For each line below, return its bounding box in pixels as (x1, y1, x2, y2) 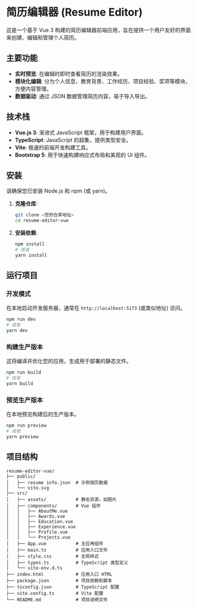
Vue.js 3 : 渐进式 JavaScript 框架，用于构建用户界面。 (14, 129, 147, 136)
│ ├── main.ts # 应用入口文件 (6, 547, 108, 553)
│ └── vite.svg (6, 485, 50, 491)
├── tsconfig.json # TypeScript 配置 (6, 584, 119, 590)
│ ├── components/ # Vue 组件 (6, 503, 101, 509)
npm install (14, 241, 45, 247)
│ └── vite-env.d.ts (6, 565, 63, 571)
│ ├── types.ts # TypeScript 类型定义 (6, 560, 128, 566)
